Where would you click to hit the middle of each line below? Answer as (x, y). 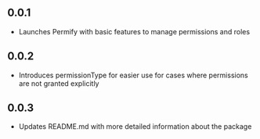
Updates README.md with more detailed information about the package (135, 127)
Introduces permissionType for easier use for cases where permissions (133, 75)
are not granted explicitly (59, 83)
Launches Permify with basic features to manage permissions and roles (134, 31)
